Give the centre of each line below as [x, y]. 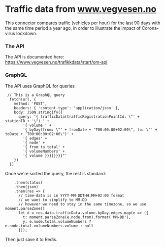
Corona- [150, 28]
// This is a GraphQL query [36, 95]
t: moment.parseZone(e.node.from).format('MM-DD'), [77, 217]
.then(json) [26, 187]
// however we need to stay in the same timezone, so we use [82, 204]
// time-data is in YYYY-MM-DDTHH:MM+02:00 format [71, 196]
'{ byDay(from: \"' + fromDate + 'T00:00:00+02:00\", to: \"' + [90, 130]
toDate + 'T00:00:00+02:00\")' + [39, 134]
